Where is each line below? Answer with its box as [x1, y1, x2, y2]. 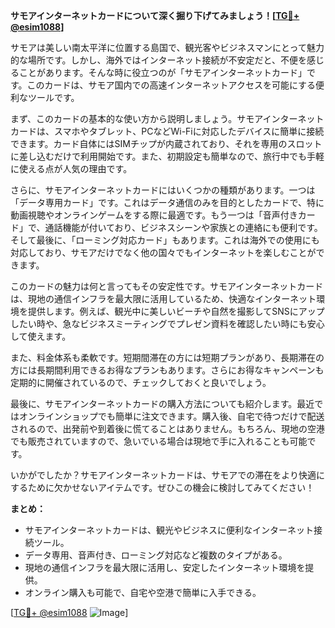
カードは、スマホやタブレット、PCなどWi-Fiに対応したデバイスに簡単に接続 [10, 125, 325, 137]
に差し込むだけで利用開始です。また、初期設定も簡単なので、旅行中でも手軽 [10, 150, 325, 162]
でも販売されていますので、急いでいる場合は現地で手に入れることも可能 [10, 435, 308, 447]
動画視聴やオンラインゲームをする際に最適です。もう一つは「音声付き [10, 209, 298, 221]
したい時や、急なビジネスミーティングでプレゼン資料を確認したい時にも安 [10, 318, 317, 329]
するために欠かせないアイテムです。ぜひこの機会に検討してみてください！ [10, 482, 315, 493]
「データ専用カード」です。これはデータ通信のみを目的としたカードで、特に [10, 197, 325, 208]
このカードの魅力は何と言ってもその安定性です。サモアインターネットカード [10, 280, 324, 292]
